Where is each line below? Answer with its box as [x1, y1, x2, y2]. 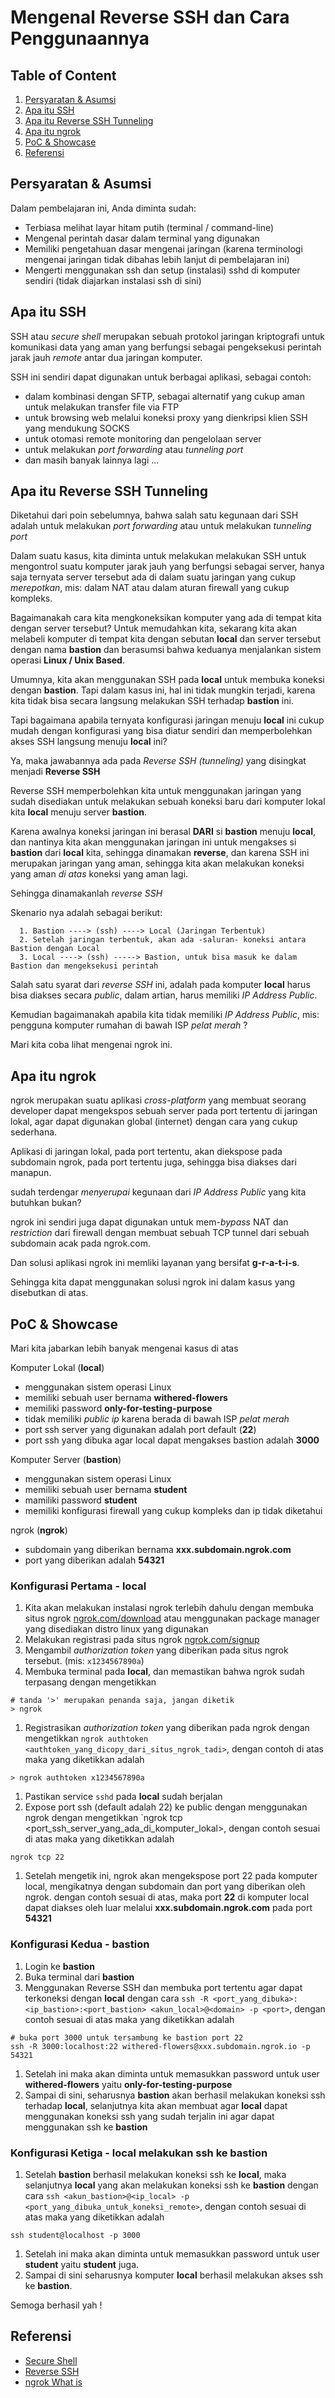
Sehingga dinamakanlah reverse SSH [10, 887, 163, 900]
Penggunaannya [10, 27, 150, 50]
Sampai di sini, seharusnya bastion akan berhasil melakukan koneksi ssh [24, 2089, 326, 2101]
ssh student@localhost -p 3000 [10, 2230, 141, 2240]
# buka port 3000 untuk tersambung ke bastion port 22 [10, 2032, 244, 2043]
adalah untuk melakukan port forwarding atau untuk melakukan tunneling [10, 520, 312, 532]
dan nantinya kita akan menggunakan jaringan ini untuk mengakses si [10, 836, 297, 848]
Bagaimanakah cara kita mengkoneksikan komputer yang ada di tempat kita [10, 612, 322, 624]
